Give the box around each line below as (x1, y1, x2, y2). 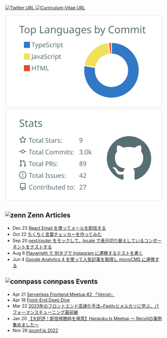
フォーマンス (12, 309, 39, 315)
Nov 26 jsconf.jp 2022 (12, 327, 58, 333)
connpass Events (43, 277, 98, 286)
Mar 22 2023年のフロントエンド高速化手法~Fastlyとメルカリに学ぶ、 (12, 303, 155, 309)
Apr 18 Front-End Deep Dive (12, 297, 70, 303)
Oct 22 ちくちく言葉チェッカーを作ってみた (12, 231, 102, 237)
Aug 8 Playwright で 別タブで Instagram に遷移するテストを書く (12, 250, 144, 256)
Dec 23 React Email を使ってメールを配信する (12, 225, 106, 231)
